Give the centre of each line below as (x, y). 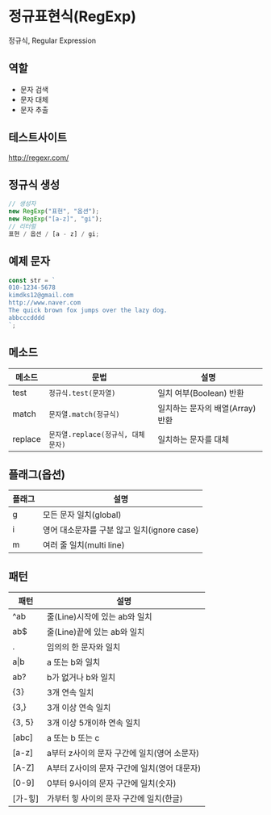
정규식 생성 (34, 185)
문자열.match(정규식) (84, 414)
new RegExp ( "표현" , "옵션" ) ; (54, 212)
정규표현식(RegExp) (73, 17)
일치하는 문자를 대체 (194, 439)
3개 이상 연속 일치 (79, 708)
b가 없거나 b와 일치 (81, 678)
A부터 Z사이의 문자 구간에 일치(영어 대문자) (124, 768)
